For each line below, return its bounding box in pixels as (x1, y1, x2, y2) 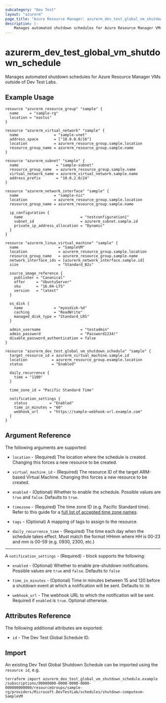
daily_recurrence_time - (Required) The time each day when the (12, 528, 144, 534)
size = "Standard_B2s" (9, 262, 94, 267)
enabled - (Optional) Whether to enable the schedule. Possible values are (12, 489, 161, 495)
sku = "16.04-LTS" (14, 284, 65, 289)
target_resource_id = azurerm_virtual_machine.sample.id (9, 353, 129, 358)
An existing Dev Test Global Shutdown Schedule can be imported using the (5, 662, 158, 668)
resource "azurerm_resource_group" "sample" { (5, 106, 103, 111)
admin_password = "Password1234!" (9, 331, 119, 336)
